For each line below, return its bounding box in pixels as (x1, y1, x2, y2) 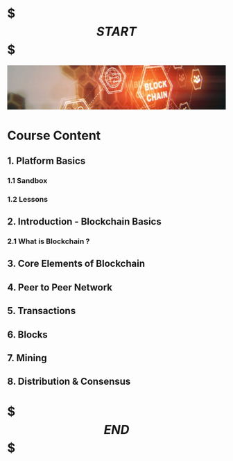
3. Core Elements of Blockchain (7, 258, 146, 270)
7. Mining (7, 352, 47, 364)
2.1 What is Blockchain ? (7, 236, 90, 246)
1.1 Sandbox (7, 175, 48, 185)
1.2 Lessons (7, 194, 49, 204)
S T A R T (96, 24, 137, 40)
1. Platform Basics (7, 155, 86, 166)
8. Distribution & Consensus (7, 376, 131, 388)
